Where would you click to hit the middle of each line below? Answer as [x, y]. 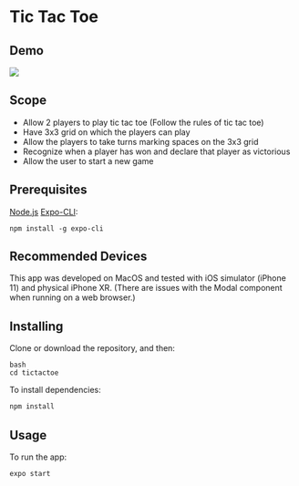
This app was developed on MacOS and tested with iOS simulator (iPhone [148, 278]
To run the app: [38, 457]
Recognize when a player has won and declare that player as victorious [156, 151]
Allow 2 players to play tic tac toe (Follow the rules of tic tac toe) [143, 122]
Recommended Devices [78, 257]
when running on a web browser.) [72, 297]
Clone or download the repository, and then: [93, 348]
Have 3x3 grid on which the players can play [106, 132]
